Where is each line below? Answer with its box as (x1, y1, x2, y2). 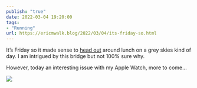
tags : (6, 19, 19, 25)
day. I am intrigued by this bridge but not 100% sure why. (6, 53, 145, 60)
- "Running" (6, 25, 35, 31)
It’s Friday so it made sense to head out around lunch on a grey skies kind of (6, 46, 192, 53)
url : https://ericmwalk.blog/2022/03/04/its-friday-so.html (6, 31, 157, 36)
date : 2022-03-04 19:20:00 (6, 14, 73, 20)
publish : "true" (6, 8, 46, 15)
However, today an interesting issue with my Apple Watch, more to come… (6, 64, 187, 71)
